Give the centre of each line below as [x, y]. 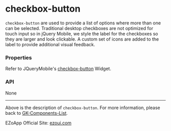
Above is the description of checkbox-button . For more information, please [83, 108]
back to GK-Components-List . [36, 113]
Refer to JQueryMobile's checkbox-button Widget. [58, 69]
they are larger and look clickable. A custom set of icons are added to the [82, 39]
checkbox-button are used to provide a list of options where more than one [83, 23]
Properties [19, 57]
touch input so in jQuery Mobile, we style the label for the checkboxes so [82, 34]
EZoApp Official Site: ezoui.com [38, 123]
